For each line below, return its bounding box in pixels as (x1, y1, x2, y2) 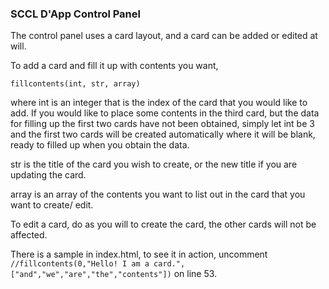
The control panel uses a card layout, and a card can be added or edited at (10, 30, 318, 42)
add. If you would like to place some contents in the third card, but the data (10, 107, 320, 119)
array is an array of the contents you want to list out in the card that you (10, 188, 306, 201)
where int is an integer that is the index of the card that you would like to (10, 97, 308, 109)
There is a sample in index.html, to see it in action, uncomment (10, 248, 268, 261)
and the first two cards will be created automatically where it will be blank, (10, 128, 316, 141)
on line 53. (173, 268, 218, 280)
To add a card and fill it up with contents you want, (10, 60, 219, 72)
